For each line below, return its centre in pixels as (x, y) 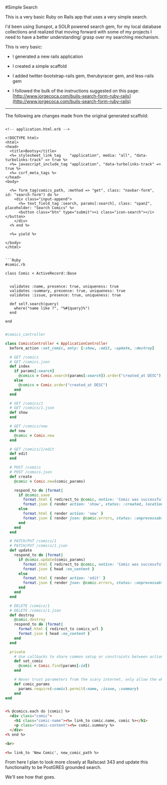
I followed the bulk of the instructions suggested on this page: (76, 91)
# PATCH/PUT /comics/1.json (39, 546)
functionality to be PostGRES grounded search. (53, 768)
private (18, 652)
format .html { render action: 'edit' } (64, 578)
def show (19, 413)
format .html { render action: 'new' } (63, 514)
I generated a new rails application (47, 56)
